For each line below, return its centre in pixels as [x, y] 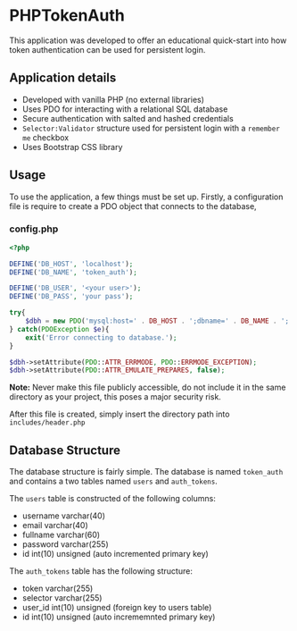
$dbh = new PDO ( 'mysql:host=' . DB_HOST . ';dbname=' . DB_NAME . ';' [159, 321]
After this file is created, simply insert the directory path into [120, 414]
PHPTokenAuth [67, 16]
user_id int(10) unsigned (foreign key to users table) [117, 608]
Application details [63, 78]
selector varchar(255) [62, 598]
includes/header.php [48, 423]
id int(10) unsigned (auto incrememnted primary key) [119, 617]
